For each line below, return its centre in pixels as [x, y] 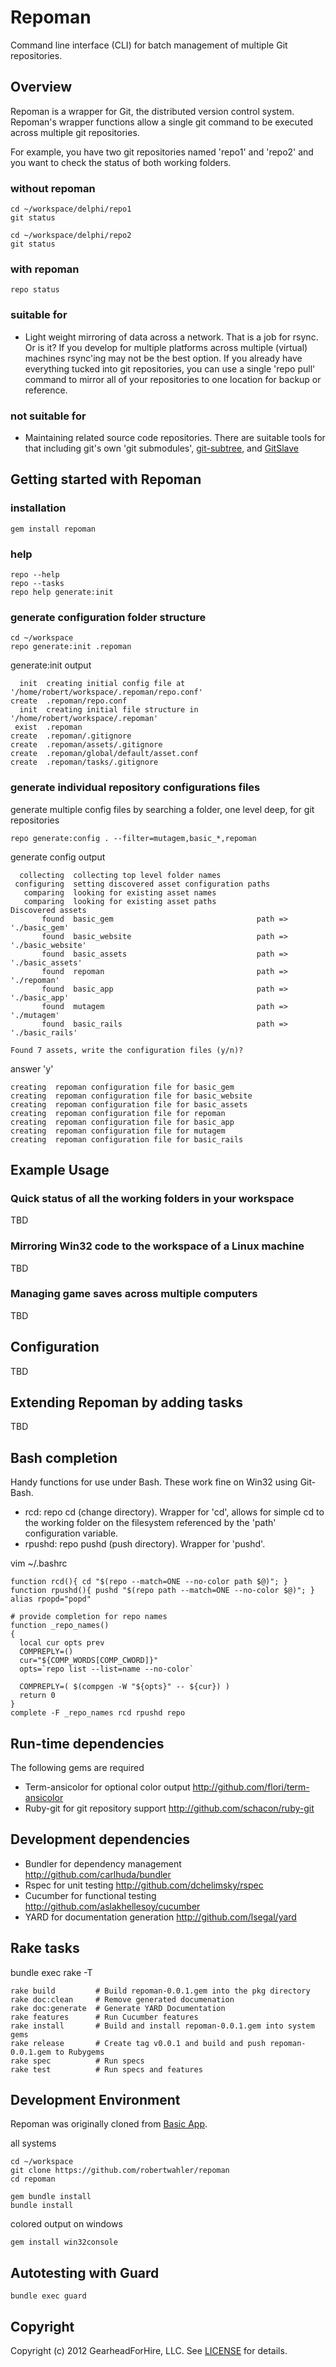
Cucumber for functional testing [90, 1895]
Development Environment [95, 2100]
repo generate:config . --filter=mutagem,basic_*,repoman [133, 838]
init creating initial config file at [102, 684]
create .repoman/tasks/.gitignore [84, 762]
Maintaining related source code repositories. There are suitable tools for [175, 437]
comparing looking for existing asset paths [120, 901]
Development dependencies [100, 1839]
